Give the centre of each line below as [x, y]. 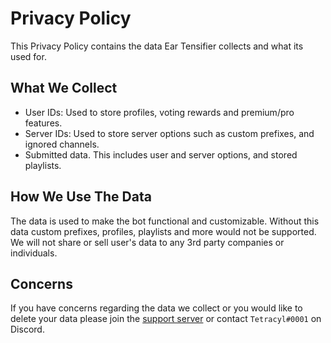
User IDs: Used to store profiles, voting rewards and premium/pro [159, 112]
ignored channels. [62, 144]
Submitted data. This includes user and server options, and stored [161, 154]
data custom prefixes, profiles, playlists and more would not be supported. [163, 231]
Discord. [27, 329]
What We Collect [64, 88]
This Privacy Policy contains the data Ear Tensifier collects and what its [157, 46]
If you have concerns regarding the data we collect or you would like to [156, 308]
